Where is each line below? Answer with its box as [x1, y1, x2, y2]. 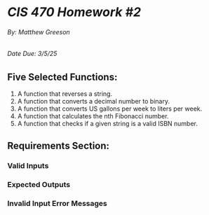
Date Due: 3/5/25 [7, 50, 58, 58]
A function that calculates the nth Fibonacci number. [17, 112, 169, 120]
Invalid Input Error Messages [7, 198, 107, 208]
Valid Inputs [7, 160, 49, 170]
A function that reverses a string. [17, 90, 113, 98]
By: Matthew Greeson [7, 27, 70, 36]
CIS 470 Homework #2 [7, 4, 142, 20]
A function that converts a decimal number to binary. [17, 97, 170, 106]
